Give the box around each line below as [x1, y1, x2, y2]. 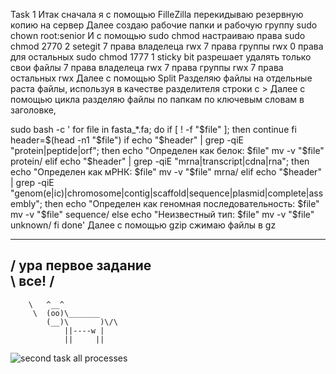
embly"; [10, 198, 43, 209]
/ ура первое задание [10, 257, 152, 274]
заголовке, [10, 104, 57, 116]
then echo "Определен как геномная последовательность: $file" [44, 198, 320, 209]
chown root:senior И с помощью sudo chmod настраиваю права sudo [10, 30, 306, 41]
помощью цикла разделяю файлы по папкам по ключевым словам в [10, 94, 305, 105]
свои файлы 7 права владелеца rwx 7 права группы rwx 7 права [10, 62, 284, 73]
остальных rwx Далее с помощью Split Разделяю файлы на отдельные [10, 72, 313, 84]
